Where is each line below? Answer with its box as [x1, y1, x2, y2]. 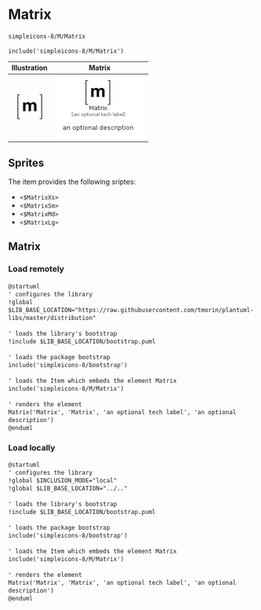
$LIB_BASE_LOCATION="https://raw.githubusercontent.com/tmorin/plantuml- [8, 306, 255, 314]
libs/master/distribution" [8, 314, 96, 322]
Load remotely [8, 263, 65, 274]
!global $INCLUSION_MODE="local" [8, 476, 118, 484]
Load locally [8, 442, 56, 453]
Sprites [8, 156, 45, 170]
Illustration [11, 63, 49, 72]
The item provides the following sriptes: [8, 177, 136, 186]
